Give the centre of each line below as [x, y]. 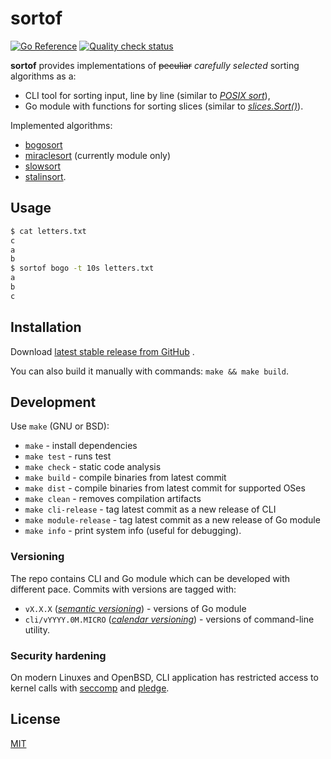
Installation [46, 327]
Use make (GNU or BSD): [60, 426]
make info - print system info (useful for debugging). [133, 531]
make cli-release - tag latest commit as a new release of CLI [150, 509]
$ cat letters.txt [48, 231]
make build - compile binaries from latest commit [125, 478]
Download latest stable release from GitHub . [102, 351]
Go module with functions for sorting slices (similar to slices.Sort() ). [164, 106]
